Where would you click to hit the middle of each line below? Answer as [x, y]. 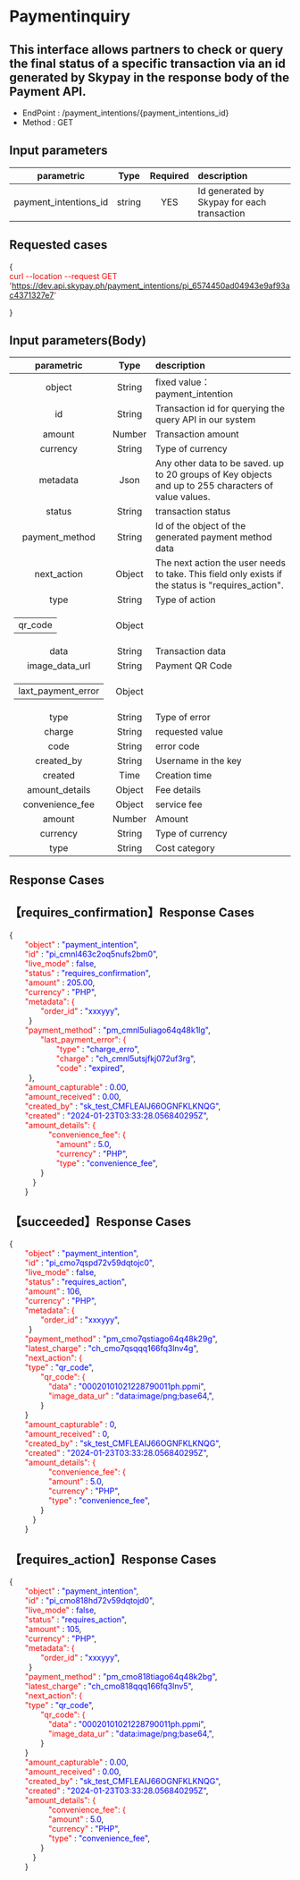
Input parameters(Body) [78, 340]
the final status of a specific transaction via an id [147, 63]
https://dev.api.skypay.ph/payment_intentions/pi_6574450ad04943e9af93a [151, 285]
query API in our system [205, 420]
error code [177, 746]
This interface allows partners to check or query [146, 50]
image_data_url [58, 666]
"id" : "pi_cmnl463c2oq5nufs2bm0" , [92, 954]
